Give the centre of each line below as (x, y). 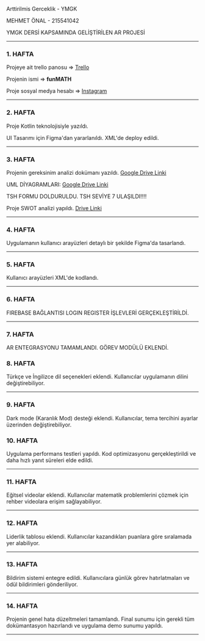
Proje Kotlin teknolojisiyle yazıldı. (47, 126)
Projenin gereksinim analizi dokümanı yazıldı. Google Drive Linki (86, 172)
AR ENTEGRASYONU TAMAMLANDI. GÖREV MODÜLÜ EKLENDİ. (88, 348)
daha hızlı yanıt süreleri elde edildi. (50, 460)
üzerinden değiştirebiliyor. (39, 425)
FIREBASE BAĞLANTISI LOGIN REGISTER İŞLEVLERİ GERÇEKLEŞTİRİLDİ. (98, 313)
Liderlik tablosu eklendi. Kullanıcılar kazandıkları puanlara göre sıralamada (99, 537)
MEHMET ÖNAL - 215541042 (43, 20)
